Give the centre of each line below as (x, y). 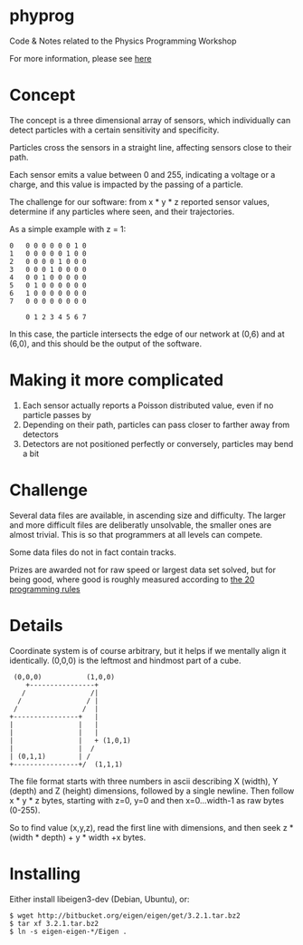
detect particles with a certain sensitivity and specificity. (114, 130)
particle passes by (57, 414)
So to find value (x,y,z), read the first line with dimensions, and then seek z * (151, 827)
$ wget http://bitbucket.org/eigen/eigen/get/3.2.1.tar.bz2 (125, 916)
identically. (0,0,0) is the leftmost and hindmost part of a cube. (125, 660)
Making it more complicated (117, 380)
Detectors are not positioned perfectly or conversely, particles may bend (158, 443)
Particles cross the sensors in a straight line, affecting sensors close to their (151, 147)
